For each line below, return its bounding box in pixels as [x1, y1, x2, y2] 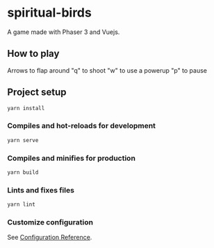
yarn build [7, 168, 39, 176]
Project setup [7, 87, 67, 98]
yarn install [7, 105, 45, 112]
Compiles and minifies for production [7, 153, 135, 163]
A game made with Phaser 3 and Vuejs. [7, 28, 120, 36]
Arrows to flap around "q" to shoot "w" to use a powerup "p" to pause [7, 66, 207, 74]
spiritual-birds [7, 5, 92, 21]
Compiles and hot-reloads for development [7, 121, 156, 131]
